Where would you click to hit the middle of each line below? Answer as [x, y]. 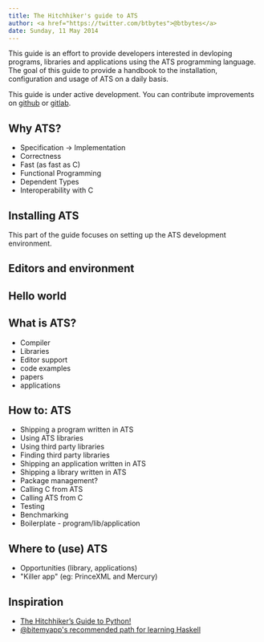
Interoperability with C [57, 190]
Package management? [59, 481]
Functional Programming [61, 173]
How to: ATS [40, 410]
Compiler [35, 343]
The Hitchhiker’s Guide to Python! [75, 621]
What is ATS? [43, 323]
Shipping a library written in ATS [73, 472]
